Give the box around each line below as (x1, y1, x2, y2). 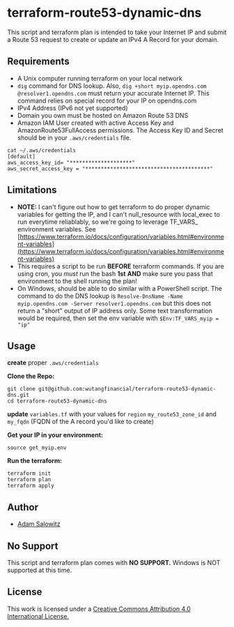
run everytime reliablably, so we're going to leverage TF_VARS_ (17, 218, 198, 226)
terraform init (7, 470, 52, 477)
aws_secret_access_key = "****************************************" (7, 165, 214, 172)
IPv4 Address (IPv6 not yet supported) (17, 103, 128, 112)
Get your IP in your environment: (7, 431, 103, 439)
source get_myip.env (7, 444, 68, 451)
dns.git (7, 392, 30, 399)
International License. (7, 612, 70, 620)
